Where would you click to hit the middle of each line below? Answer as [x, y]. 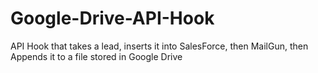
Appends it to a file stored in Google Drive [96, 56]
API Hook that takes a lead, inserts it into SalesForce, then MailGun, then [159, 46]
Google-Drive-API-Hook [112, 18]
